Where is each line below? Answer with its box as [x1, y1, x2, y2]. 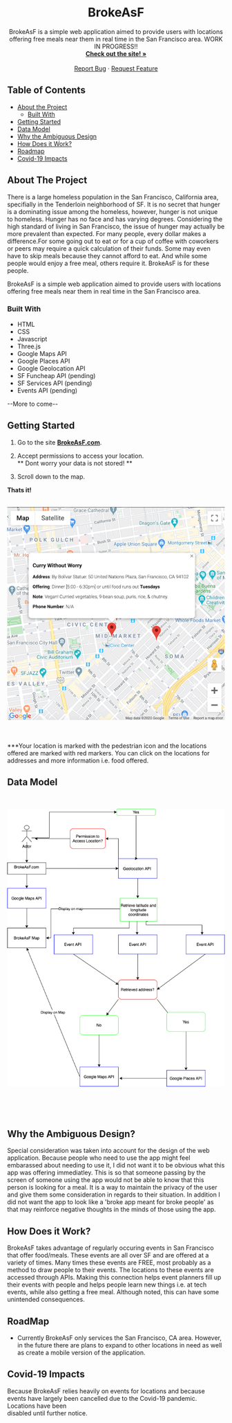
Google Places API [17, 357, 70, 365]
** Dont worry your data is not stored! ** [17, 458, 133, 467]
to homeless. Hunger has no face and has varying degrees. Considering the [7, 215, 223, 223]
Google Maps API [17, 349, 67, 357]
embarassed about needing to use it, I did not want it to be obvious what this [7, 1161, 225, 1170]
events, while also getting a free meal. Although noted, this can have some [7, 1288, 220, 1296]
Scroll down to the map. [17, 472, 85, 481]
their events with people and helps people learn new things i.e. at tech [7, 1280, 207, 1289]
